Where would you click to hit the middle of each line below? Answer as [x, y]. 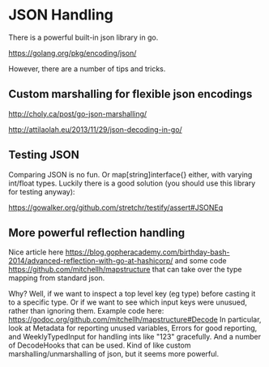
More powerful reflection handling [96, 233]
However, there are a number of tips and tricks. [87, 68]
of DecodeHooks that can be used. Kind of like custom [100, 345]
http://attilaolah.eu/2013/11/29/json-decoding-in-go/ [95, 129]
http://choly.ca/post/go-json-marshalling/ [78, 113]
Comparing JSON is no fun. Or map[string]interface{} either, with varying [130, 174]
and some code [201, 261]
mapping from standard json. [57, 278]
